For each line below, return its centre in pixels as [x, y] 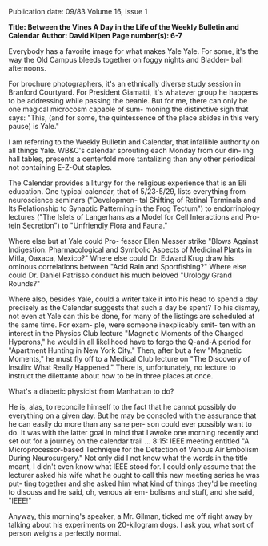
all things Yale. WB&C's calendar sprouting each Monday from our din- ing [131, 150]
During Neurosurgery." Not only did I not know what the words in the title [128, 458]
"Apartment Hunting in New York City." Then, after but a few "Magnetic [125, 350]
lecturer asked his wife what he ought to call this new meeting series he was [134, 475]
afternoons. [27, 68]
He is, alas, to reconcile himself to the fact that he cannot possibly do [122, 407]
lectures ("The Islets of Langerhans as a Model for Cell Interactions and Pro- [134, 217]
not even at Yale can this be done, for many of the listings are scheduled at [132, 316]
